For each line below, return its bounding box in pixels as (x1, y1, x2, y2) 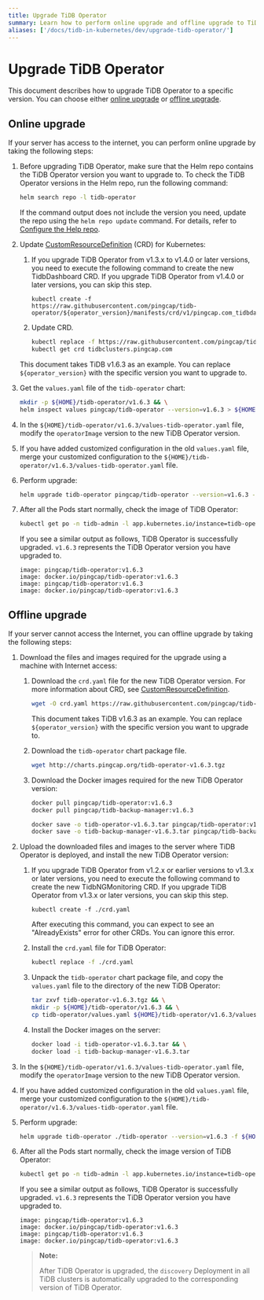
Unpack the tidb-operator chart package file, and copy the (31, 973, 224, 982)
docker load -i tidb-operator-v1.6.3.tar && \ (31, 1040, 187, 1048)
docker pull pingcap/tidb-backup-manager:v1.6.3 (31, 806, 194, 814)
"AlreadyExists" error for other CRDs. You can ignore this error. (31, 928, 236, 937)
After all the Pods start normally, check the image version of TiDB (19, 1147, 232, 1156)
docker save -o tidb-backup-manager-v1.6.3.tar (31, 827, 190, 836)
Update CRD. (31, 323, 74, 332)
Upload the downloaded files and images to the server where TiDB (19, 842, 236, 852)
